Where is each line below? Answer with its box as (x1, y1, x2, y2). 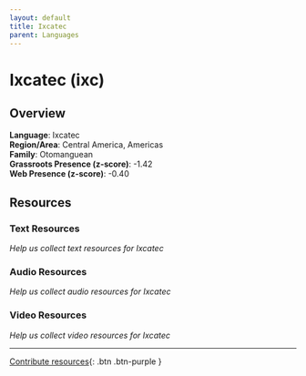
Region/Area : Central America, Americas (9, 139, 164, 150)
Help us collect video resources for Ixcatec (9, 330, 171, 340)
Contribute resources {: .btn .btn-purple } (9, 356, 162, 367)
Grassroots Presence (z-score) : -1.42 (9, 158, 153, 169)
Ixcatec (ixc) (9, 69, 105, 90)
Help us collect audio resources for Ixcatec (9, 286, 171, 297)
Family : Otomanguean (9, 149, 94, 160)
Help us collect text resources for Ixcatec (9, 243, 164, 254)
